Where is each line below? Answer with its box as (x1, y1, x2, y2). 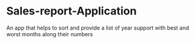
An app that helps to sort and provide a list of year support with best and (6, 24, 189, 31)
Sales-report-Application (6, 4, 137, 18)
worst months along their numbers (6, 30, 94, 37)
